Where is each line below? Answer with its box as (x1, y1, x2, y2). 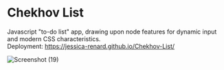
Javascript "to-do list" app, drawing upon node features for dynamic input (7, 27, 217, 36)
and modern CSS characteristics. (7, 34, 101, 43)
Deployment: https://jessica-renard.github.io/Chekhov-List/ (7, 42, 175, 50)
